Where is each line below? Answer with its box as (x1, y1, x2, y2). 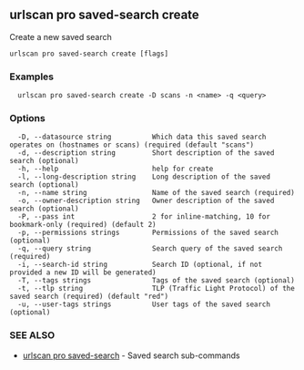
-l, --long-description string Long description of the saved (17, 172, 271, 181)
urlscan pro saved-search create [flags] (9, 49, 169, 58)
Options (9, 112, 46, 125)
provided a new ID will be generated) (9, 268, 157, 277)
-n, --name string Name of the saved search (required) (17, 189, 296, 198)
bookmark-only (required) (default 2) (9, 221, 157, 230)
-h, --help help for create (17, 164, 214, 174)
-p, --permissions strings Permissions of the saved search (17, 228, 279, 238)
